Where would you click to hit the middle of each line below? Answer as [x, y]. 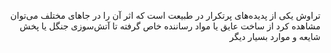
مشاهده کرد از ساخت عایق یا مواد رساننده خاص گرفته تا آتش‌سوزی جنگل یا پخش [170, 26]
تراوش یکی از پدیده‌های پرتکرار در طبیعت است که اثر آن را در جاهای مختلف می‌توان [165, 15]
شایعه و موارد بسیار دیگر [275, 36]
